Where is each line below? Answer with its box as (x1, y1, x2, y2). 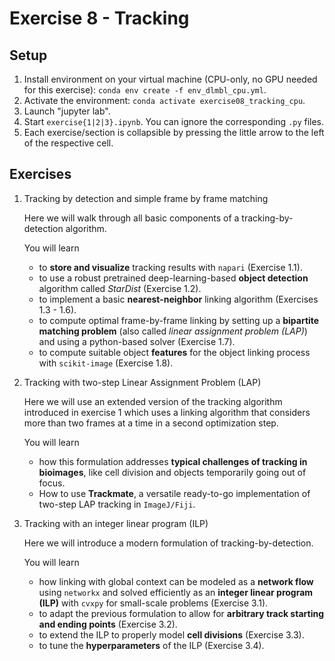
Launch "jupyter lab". (23, 105, 111, 117)
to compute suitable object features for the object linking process (38, 346, 311, 358)
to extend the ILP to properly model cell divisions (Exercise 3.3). (38, 628, 305, 641)
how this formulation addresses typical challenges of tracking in (38, 455, 308, 467)
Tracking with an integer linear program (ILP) (23, 517, 209, 529)
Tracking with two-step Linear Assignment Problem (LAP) (23, 376, 262, 388)
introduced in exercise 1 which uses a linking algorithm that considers (23, 406, 311, 418)
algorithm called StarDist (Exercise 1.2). (38, 282, 202, 294)
